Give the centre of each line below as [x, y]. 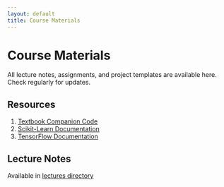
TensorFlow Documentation [58, 137]
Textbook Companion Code [58, 121]
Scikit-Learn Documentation [59, 129]
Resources [31, 104]
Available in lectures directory [51, 176]
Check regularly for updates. [49, 83]
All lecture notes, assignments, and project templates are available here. [112, 75]
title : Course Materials [44, 20]
